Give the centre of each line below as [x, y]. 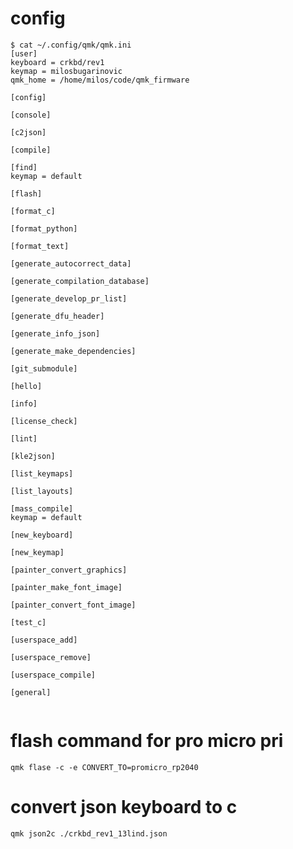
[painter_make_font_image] [66, 587]
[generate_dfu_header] [57, 316]
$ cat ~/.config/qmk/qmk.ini [71, 45]
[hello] [26, 386]
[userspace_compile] [53, 675]
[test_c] [28, 622]
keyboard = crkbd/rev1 [57, 62]
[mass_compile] [42, 508]
